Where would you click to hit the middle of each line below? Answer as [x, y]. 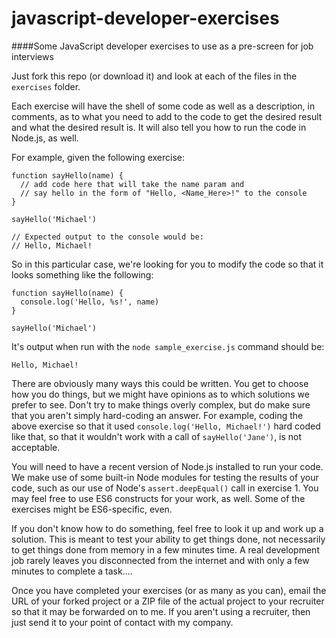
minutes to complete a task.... [72, 571]
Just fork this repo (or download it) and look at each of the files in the [154, 76]
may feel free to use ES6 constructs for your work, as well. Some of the [158, 498]
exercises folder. [46, 86]
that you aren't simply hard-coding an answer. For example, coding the [157, 415]
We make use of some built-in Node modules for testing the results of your [165, 477]
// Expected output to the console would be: [107, 237]
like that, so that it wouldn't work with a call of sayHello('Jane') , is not [157, 436]
